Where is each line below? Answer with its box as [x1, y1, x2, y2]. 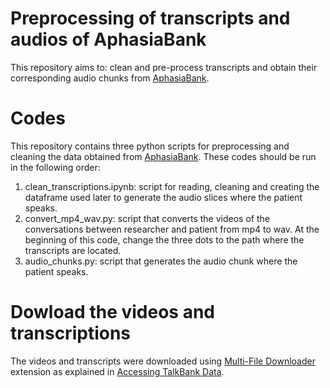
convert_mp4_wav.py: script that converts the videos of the [24, 212, 270, 224]
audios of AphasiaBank [10, 28, 207, 51]
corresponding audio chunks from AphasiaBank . [10, 72, 210, 84]
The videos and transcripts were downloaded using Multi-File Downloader [10, 355, 316, 367]
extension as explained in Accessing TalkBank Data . [10, 365, 225, 377]
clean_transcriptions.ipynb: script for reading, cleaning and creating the [24, 180, 320, 192]
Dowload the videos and [10, 301, 215, 324]
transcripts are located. [24, 244, 122, 256]
